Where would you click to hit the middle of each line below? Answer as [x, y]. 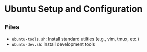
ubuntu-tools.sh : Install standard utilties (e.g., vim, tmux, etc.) [75, 39]
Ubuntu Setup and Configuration [73, 9]
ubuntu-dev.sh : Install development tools [53, 44]
